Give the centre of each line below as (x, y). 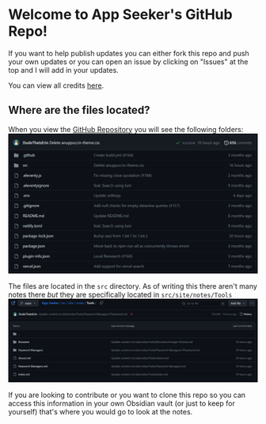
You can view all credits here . (56, 85)
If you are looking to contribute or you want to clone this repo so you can (127, 395)
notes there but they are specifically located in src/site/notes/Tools (120, 294)
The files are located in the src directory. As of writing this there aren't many (133, 286)
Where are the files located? (79, 110)
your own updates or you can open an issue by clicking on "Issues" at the (128, 62)
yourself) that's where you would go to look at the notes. (101, 411)
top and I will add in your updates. (63, 70)
